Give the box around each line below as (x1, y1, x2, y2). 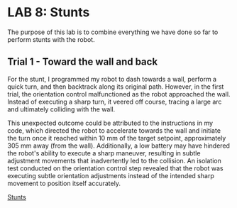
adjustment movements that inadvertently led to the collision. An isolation (7, 156, 221, 165)
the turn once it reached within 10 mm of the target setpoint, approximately (7, 133, 226, 142)
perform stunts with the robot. (7, 35, 95, 43)
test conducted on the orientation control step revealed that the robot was (7, 164, 224, 173)
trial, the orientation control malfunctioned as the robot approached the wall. (7, 89, 231, 98)
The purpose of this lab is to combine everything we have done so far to (7, 28, 219, 36)
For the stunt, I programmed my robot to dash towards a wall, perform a (7, 75, 217, 83)
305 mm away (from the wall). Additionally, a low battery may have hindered (7, 141, 231, 150)
